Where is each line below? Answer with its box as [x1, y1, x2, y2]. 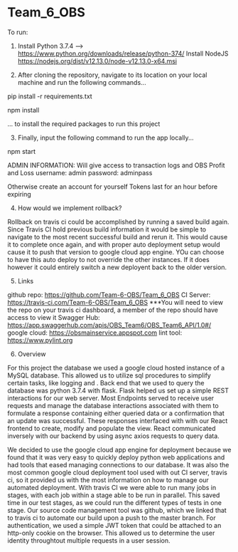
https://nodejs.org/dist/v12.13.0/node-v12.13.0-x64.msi [17, 56, 178, 65]
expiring [7, 189, 32, 198]
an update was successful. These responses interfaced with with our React [7, 416, 228, 425]
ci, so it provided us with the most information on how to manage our [7, 475, 210, 484]
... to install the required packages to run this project [7, 119, 161, 128]
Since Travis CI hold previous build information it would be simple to [7, 225, 207, 234]
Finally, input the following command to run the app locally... [17, 133, 194, 142]
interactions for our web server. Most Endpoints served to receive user [7, 393, 215, 402]
